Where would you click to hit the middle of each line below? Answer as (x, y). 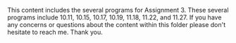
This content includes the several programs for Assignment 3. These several (118, 10)
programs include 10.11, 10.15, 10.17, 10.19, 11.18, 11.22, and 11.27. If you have (114, 17)
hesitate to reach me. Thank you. (55, 32)
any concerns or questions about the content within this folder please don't (117, 25)
